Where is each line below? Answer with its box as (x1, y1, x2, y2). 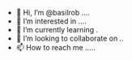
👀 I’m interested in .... (15, 16, 87, 26)
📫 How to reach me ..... (15, 43, 96, 52)
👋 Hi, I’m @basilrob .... (15, 8, 91, 17)
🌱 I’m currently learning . (15, 25, 99, 34)
